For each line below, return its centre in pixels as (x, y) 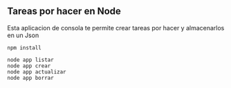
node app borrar (30, 78)
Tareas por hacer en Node (64, 11)
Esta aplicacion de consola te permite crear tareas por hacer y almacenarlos (116, 27)
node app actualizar (37, 71)
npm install (24, 47)
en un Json (23, 35)
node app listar (30, 60)
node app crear (29, 66)
